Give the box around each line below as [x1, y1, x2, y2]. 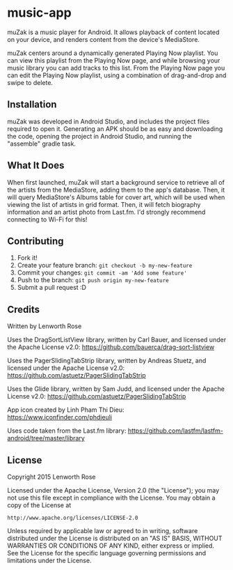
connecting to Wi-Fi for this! [7, 215, 88, 224]
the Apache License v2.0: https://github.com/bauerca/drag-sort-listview [7, 343, 215, 351]
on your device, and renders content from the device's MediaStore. [7, 35, 200, 43]
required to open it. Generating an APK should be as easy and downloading [7, 124, 223, 133]
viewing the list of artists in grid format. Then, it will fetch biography [7, 200, 201, 208]
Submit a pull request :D [17, 284, 87, 292]
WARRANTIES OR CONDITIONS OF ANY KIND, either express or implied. [7, 541, 214, 550]
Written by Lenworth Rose [7, 322, 82, 330]
